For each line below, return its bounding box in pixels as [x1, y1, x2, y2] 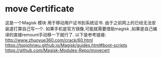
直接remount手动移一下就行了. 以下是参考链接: [13, 32, 106, 37]
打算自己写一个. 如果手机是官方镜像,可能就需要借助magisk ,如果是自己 [13, 25, 153, 32]
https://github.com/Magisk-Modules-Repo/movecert [5, 47, 110, 53]
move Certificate [5, 3, 74, 14]
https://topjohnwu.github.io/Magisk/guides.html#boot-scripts [5, 42, 128, 48]
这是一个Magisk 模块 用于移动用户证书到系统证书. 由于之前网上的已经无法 [5, 20, 152, 25]
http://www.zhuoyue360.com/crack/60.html [5, 37, 93, 43]
